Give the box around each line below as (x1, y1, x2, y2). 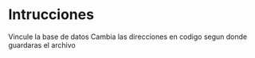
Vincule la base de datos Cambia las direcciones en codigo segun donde (8, 32, 248, 41)
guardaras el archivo (8, 40, 76, 49)
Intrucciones (8, 6, 94, 24)
